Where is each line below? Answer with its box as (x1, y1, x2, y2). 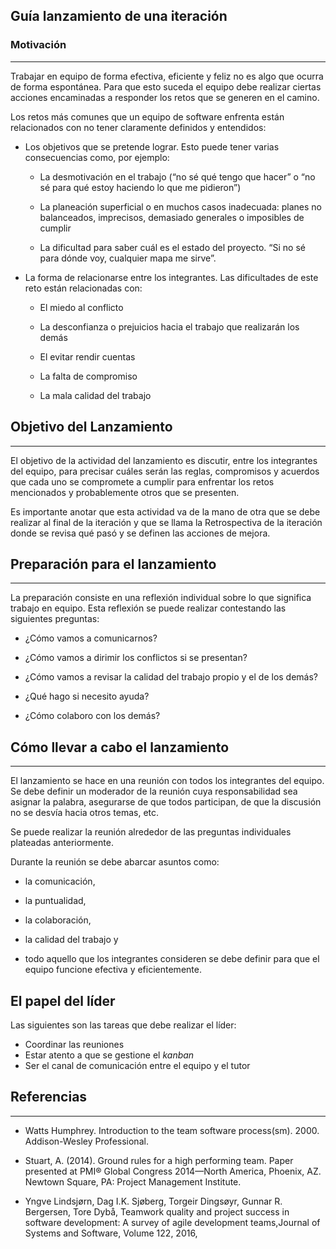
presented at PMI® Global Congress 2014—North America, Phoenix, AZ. (24, 1165, 322, 1177)
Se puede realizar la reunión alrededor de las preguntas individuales (10, 826, 292, 838)
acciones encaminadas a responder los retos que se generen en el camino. (10, 91, 320, 103)
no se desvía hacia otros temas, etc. (10, 807, 160, 819)
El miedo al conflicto (39, 301, 124, 313)
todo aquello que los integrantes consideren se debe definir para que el (24, 953, 320, 965)
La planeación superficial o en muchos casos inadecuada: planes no (39, 200, 322, 213)
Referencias (10, 1089, 88, 1106)
